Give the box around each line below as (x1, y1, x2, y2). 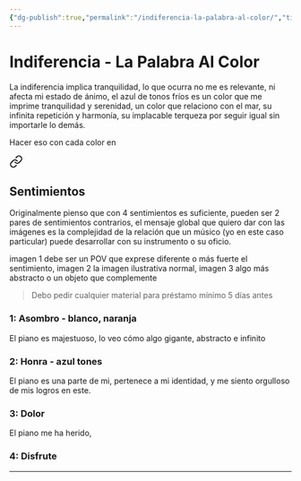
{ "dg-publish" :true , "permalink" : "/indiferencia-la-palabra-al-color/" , (9, 13, 282, 22)
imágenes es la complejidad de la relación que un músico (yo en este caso (9, 227, 284, 237)
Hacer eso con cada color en (9, 136, 116, 148)
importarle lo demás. (9, 119, 86, 130)
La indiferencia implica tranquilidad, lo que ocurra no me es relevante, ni (9, 82, 276, 92)
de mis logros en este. (9, 384, 91, 395)
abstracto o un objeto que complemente (9, 272, 158, 283)
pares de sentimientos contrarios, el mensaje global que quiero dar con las (9, 217, 285, 228)
